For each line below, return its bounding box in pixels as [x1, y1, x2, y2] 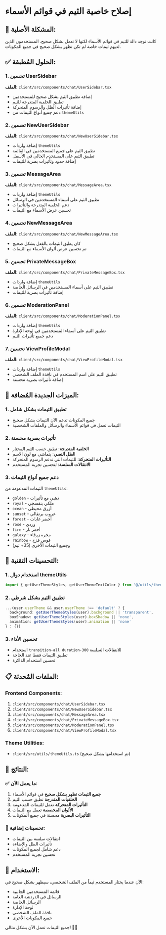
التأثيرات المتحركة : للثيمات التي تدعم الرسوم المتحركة [12, 456, 111, 463]
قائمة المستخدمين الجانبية [12, 888, 60, 894]
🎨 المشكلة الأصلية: [5, 25, 56, 34]
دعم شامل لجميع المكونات [12, 846, 61, 852]
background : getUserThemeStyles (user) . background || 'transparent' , [9, 610, 154, 615]
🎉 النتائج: [5, 765, 29, 773]
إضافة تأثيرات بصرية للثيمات [12, 289, 64, 295]
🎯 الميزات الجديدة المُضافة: [5, 391, 79, 399]
